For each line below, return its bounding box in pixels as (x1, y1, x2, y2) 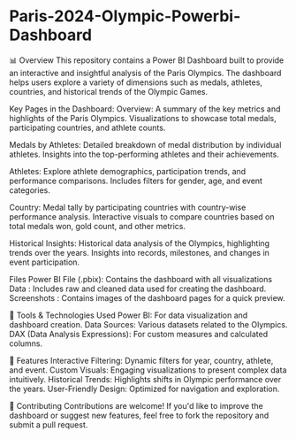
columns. (9, 338, 43, 349)
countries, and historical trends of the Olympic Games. (9, 86, 209, 96)
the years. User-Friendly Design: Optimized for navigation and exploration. (9, 383, 280, 394)
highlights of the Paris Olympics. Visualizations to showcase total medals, (9, 112, 277, 123)
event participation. (9, 257, 80, 267)
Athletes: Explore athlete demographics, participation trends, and (9, 166, 247, 176)
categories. (9, 184, 50, 196)
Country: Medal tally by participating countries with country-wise (9, 202, 247, 212)
